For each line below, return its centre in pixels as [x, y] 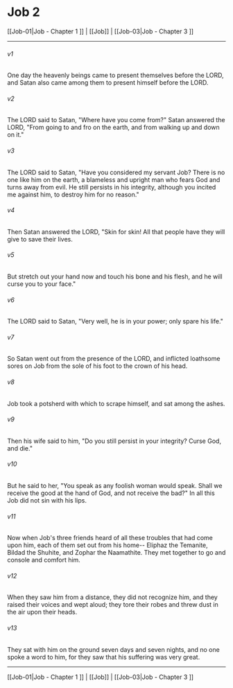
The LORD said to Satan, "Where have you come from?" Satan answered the [116, 120]
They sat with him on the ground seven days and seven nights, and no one [113, 649]
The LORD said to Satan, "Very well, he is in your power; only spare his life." [115, 321]
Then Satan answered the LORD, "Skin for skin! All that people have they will [116, 232]
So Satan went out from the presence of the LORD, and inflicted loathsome [114, 359]
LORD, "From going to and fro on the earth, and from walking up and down [113, 127]
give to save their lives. [40, 239]
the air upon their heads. [42, 612]
